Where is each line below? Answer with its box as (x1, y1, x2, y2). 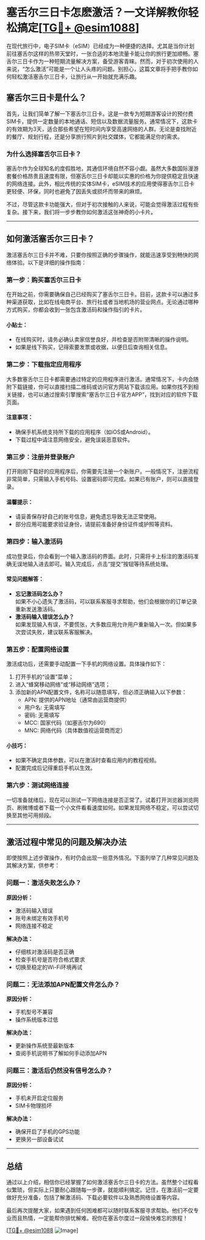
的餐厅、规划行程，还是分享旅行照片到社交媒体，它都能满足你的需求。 (6, 133, 183, 140)
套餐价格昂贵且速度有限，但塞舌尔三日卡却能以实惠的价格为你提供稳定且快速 (6, 173, 199, 180)
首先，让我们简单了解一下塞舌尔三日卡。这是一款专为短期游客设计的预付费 (6, 110, 193, 117)
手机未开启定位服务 (15, 1094, 64, 1102)
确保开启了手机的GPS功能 (15, 1128, 81, 1135)
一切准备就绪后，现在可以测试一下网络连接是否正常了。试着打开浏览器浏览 (6, 796, 193, 804)
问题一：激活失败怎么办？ (6, 879, 82, 887)
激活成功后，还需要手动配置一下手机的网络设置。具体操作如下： (6, 660, 167, 668)
